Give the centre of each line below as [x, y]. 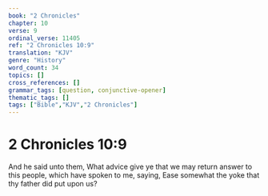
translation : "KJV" [41, 53]
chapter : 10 [28, 23]
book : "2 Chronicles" [44, 16]
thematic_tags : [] [39, 98]
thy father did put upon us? [53, 184]
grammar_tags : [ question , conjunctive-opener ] [87, 90]
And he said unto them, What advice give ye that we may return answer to [130, 167]
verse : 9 [23, 30]
